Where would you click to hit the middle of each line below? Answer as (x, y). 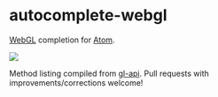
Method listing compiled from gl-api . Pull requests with (109, 73)
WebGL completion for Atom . (62, 40)
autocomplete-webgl (88, 15)
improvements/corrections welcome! (76, 82)
